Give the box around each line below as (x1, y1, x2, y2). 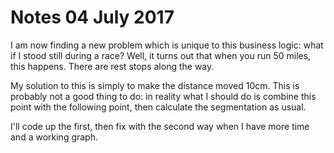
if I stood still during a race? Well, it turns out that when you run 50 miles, (10, 49, 312, 61)
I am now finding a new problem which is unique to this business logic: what (10, 39, 324, 51)
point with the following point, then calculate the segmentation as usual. (10, 101, 307, 113)
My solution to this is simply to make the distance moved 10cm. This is (10, 79, 300, 91)
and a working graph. (10, 131, 98, 143)
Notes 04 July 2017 (10, 6, 175, 29)
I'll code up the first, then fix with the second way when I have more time (10, 120, 310, 132)
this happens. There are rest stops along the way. (10, 60, 215, 72)
